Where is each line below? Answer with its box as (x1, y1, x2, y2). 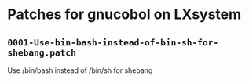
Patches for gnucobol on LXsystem (7, 5, 242, 23)
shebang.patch (7, 47, 76, 58)
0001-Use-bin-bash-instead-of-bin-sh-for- (7, 37, 219, 48)
